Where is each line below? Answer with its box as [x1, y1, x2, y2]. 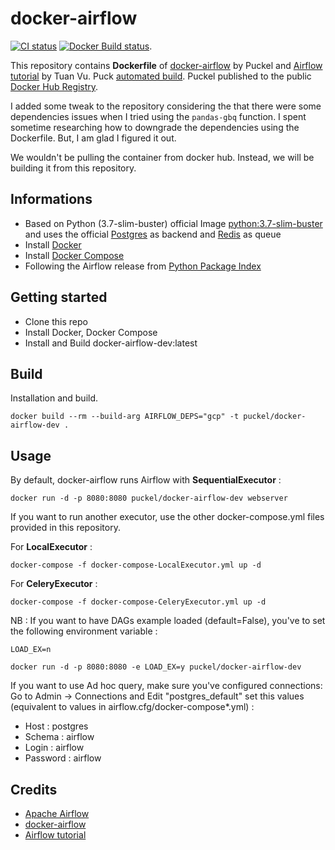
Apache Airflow [24, 808, 90, 819]
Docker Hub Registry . [10, 80, 99, 92]
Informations [10, 191, 93, 208]
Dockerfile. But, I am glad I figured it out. [10, 132, 177, 144]
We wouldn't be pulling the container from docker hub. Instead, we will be [10, 151, 315, 163]
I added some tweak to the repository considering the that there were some [10, 100, 322, 112]
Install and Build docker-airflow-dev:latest [24, 337, 198, 349]
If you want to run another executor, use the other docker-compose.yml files [10, 511, 325, 523]
